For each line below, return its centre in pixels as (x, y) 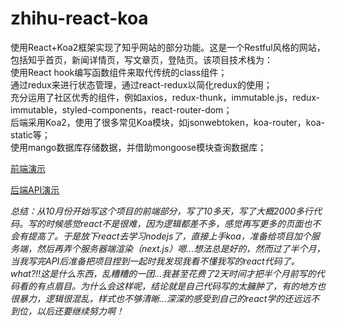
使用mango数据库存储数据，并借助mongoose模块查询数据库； (138, 147)
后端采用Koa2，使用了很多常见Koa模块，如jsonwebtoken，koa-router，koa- (168, 122)
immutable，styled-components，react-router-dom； (121, 109)
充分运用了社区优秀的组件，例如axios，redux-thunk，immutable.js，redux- (165, 97)
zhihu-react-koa (79, 18)
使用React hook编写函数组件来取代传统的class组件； (119, 72)
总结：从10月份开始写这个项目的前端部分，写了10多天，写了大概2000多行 (162, 211)
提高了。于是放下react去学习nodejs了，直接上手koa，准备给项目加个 (169, 236)
